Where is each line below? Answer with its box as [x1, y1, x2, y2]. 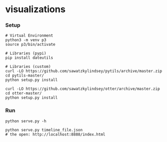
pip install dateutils [5, 55, 53, 60]
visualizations [5, 4, 66, 15]
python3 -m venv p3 [5, 38, 47, 43]
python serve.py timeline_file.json [5, 127, 83, 132]
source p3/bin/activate [5, 42, 56, 47]
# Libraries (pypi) [5, 51, 47, 56]
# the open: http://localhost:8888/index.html [5, 132, 106, 137]
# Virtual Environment [5, 33, 53, 39]
